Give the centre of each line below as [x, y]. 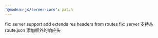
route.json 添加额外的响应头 [33, 30]
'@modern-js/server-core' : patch [39, 9]
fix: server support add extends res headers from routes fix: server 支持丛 [79, 24]
